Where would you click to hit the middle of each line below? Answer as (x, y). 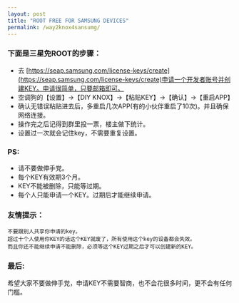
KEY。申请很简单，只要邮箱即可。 (74, 88)
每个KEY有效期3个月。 (51, 177)
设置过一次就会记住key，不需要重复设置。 (79, 133)
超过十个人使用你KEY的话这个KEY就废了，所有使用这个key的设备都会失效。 (102, 240)
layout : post (27, 14)
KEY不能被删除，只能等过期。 (61, 185)
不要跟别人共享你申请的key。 (44, 232)
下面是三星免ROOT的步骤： (54, 53)
